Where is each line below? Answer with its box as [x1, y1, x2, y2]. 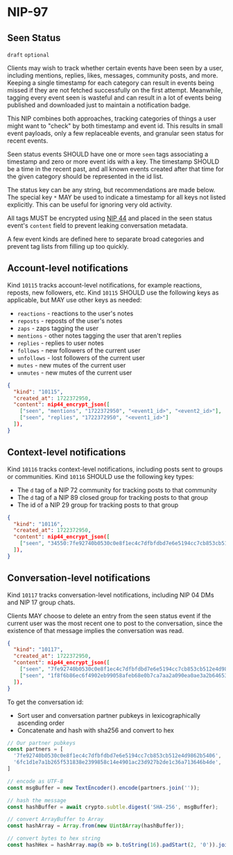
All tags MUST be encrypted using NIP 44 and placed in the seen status [7, 214, 213, 222]
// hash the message [7, 797, 67, 804]
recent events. [7, 136, 49, 145]
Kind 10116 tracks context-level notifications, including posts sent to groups [7, 464, 223, 473]
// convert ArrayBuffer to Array [7, 816, 104, 823]
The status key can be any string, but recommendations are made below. [7, 186, 216, 194]
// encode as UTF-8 [7, 778, 64, 785]
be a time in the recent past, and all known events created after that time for [7, 165, 224, 173]
